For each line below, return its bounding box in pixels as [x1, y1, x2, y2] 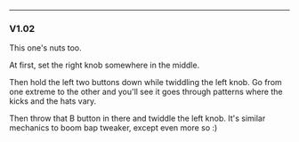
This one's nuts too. [9, 43, 82, 53]
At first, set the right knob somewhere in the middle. [9, 59, 200, 71]
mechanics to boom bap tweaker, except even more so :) [9, 122, 218, 133]
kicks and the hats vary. [9, 96, 97, 106]
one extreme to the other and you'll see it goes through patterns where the [9, 86, 283, 98]
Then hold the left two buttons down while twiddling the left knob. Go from [9, 77, 282, 88]
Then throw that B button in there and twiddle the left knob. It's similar [9, 113, 266, 124]
